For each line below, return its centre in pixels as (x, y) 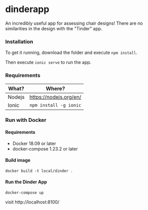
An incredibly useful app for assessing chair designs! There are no (74, 23)
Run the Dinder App (26, 182)
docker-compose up (24, 193)
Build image (18, 160)
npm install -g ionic (55, 105)
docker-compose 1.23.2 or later (45, 149)
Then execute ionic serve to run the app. (48, 62)
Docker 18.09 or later (34, 143)
